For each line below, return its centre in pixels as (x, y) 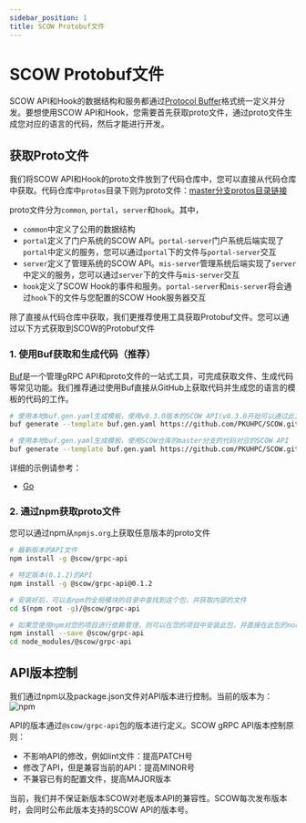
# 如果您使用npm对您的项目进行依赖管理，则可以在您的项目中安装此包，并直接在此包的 (148, 625)
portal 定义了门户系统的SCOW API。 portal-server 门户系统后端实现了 (153, 241)
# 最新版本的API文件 (44, 550)
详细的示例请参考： (46, 468)
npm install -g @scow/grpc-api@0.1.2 (81, 583)
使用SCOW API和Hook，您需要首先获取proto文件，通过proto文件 (163, 113)
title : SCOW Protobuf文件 (57, 26)
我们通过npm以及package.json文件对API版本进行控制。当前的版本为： (141, 696)
